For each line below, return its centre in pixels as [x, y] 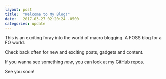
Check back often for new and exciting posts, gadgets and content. [74, 52]
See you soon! [20, 72]
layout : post [19, 10]
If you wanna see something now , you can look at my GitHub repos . [75, 62]
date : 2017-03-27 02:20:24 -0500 [42, 19]
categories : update [25, 23]
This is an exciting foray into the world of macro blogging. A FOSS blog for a [83, 38]
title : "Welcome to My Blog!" [38, 14]
